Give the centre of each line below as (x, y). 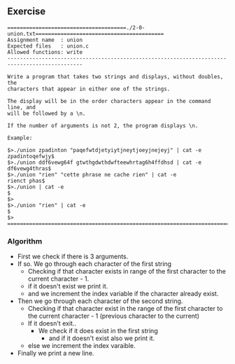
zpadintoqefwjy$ (31, 156)
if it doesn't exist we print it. (68, 286)
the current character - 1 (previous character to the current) (113, 316)
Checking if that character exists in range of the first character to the (127, 272)
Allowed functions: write (45, 52)
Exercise (27, 12)
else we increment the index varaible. (81, 346)
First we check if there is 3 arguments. (73, 257)
